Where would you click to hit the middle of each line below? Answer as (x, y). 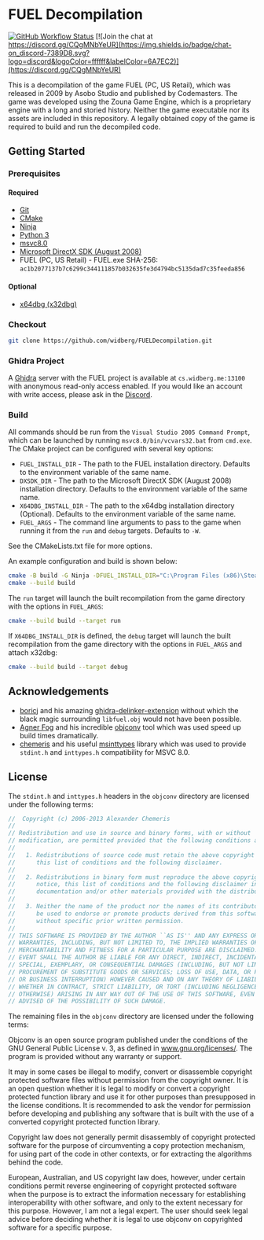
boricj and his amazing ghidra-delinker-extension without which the (129, 710)
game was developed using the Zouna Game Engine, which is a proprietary (130, 101)
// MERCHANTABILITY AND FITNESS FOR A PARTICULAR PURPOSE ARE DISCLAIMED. (133, 950)
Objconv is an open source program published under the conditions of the (128, 1040)
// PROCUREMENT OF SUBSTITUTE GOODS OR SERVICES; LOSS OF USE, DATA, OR (130, 972)
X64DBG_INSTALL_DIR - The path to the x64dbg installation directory (127, 506)
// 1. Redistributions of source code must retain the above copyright (132, 855)
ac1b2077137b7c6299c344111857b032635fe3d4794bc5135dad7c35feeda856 (132, 269)
